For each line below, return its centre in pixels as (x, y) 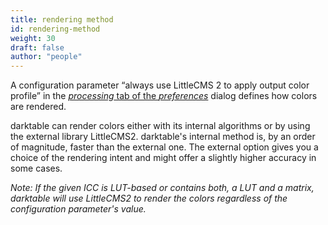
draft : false (37, 47)
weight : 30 (33, 38)
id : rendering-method (55, 29)
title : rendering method (62, 19)
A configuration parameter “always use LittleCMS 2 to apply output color (160, 85)
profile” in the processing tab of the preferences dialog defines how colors (164, 96)
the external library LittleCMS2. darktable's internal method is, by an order (163, 137)
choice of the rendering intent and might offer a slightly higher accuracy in (163, 158)
